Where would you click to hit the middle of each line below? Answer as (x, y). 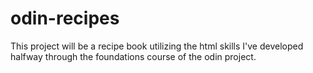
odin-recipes (65, 18)
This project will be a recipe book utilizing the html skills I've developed (157, 46)
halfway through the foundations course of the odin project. (133, 56)
